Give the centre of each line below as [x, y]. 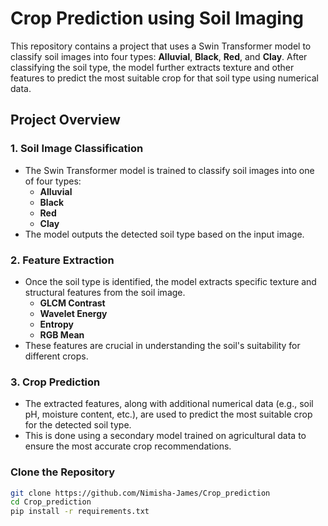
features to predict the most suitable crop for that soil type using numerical [164, 78]
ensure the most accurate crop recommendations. [128, 446]
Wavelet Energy [73, 313]
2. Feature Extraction [62, 260]
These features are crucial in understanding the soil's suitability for [162, 345]
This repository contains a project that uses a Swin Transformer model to [161, 46]
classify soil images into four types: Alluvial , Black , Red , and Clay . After [159, 56]
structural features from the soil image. [105, 292]
